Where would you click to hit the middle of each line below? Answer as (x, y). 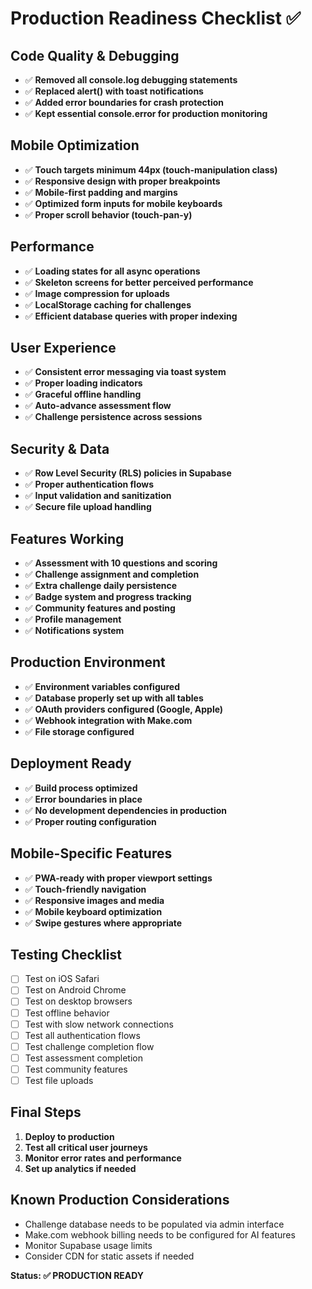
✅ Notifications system (74, 631)
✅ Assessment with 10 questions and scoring (121, 563)
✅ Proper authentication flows (89, 484)
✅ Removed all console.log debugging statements (131, 80)
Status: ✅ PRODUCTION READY (77, 1275)
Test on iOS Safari (62, 979)
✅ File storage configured (79, 731)
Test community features (76, 1069)
